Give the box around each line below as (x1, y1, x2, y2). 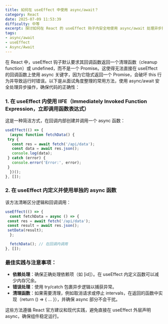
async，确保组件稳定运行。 (5, 313, 61, 319)
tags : (5, 31, 16, 36)
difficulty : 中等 (5, 21, 40, 27)
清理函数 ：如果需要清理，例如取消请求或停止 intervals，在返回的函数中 (12, 290, 158, 296)
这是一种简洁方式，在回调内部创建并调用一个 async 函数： (5, 117, 125, 123)
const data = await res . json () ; (11, 146, 79, 151)
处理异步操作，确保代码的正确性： (9, 84, 80, 90)
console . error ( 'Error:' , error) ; (11, 160, 81, 165)
